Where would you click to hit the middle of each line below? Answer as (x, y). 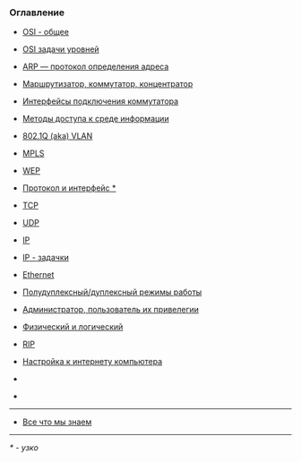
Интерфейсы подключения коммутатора (100, 101)
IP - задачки (45, 258)
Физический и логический (73, 327)
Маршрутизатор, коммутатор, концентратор (107, 84)
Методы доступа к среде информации (95, 119)
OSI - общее (46, 32)
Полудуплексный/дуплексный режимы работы (112, 292)
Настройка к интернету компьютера (92, 362)
